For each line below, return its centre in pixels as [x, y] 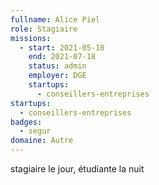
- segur [35, 131]
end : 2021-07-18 [62, 57]
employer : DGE [57, 76]
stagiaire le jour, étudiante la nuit [77, 169]
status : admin [57, 66]
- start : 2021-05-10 [62, 47]
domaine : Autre [42, 141]
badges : [26, 122]
